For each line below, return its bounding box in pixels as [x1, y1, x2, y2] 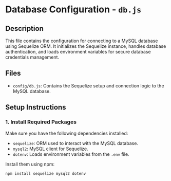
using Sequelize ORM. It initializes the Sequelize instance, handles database [5, 43, 166, 49]
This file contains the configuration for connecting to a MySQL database [5, 38, 158, 44]
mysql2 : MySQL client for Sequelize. [12, 146, 88, 152]
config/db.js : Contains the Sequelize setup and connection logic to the [12, 82, 164, 88]
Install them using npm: [5, 161, 55, 167]
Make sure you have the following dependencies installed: [5, 130, 128, 136]
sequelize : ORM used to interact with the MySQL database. [12, 140, 139, 146]
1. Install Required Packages [5, 118, 77, 125]
